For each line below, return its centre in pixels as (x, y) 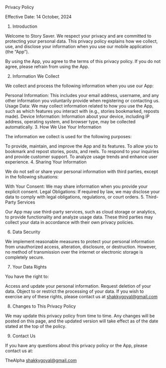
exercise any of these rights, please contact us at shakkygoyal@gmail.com (81, 296)
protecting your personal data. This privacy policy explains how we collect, (82, 41)
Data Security (26, 232)
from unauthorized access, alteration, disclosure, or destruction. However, (81, 247)
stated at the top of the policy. (36, 326)
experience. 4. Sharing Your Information (46, 162)
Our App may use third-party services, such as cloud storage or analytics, (81, 212)
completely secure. (25, 257)
